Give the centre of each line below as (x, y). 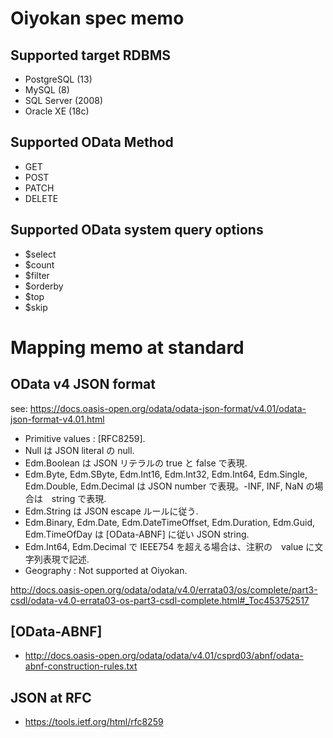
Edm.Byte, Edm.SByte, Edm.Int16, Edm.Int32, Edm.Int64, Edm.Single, (166, 474)
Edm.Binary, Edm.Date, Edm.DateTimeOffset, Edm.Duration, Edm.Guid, (170, 522)
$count (39, 264)
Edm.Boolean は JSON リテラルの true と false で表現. (136, 463)
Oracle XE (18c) (57, 111)
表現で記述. (66, 559)
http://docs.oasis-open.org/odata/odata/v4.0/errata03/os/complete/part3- (164, 589)
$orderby (44, 286)
